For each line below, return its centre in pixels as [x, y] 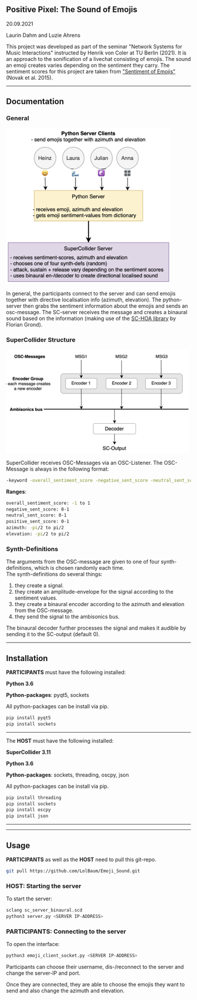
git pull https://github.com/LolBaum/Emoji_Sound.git [73, 871]
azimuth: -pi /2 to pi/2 [35, 528]
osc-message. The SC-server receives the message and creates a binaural [97, 312]
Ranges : [16, 491]
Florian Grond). [24, 324]
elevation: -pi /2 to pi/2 [38, 534]
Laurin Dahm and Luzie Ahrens [43, 35]
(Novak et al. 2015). [30, 77]
